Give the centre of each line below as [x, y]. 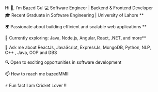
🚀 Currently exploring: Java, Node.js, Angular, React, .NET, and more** [76, 38]
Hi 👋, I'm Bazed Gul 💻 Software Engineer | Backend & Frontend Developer [79, 8]
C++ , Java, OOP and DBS [31, 53]
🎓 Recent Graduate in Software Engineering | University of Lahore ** [74, 15]
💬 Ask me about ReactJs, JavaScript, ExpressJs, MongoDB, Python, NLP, [78, 47]
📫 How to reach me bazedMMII [37, 74]
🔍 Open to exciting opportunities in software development [63, 62]
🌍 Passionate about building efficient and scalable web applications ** [76, 27]
